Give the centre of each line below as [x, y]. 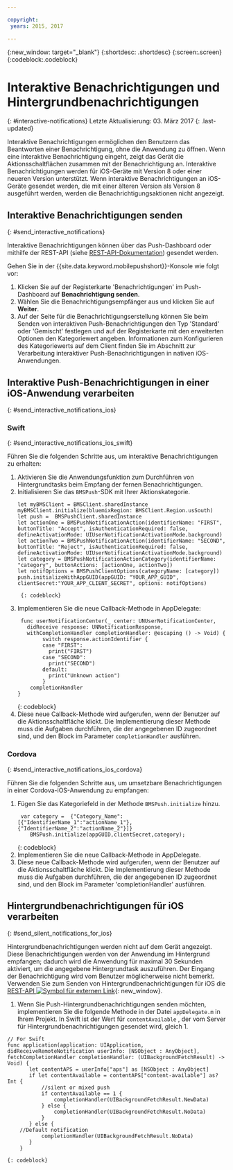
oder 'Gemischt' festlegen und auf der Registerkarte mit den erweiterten [120, 331]
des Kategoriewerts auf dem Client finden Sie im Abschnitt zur [106, 346]
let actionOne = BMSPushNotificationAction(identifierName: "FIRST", [120, 523]
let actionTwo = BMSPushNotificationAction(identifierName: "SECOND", [121, 541]
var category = [42, 816]
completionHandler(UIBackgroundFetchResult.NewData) [131, 1100]
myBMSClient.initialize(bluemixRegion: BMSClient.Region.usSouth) [115, 511]
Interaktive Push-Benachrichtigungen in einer [108, 382]
